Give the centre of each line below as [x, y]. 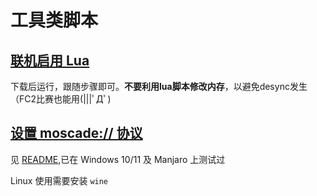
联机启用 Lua [50, 60]
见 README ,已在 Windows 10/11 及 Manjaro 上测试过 [118, 159]
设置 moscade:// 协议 [76, 133]
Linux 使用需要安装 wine [59, 180]
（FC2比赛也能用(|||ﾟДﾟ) [61, 99]
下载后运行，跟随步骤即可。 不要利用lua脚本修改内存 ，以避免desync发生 [159, 86]
